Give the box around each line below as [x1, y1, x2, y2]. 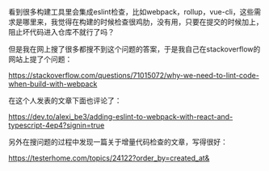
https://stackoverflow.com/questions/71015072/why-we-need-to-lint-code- [8, 71, 260, 80]
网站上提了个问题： [8, 55, 73, 64]
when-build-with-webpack [8, 79, 98, 89]
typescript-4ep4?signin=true [8, 120, 105, 130]
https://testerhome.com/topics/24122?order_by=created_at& [8, 153, 210, 163]
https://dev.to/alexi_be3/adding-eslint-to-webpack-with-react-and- [8, 112, 233, 121]
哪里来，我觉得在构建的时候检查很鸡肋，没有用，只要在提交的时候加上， [22, 17, 263, 27]
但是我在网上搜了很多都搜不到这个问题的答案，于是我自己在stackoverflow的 [8, 44, 261, 54]
